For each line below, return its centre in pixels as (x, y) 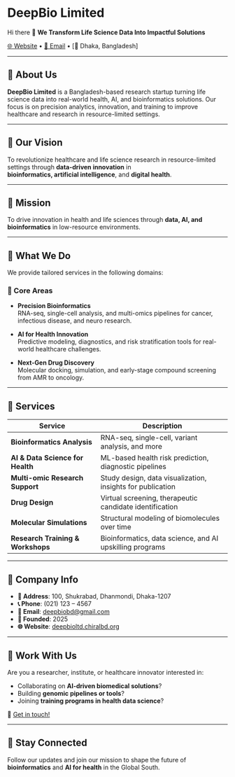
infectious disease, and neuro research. (74, 321)
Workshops (30, 547)
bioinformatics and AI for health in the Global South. (84, 767)
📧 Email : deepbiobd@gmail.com (63, 612)
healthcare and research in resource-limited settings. (84, 114)
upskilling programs (133, 547)
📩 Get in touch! (29, 714)
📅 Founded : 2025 (43, 619)
